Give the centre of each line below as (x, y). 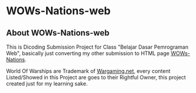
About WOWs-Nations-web (58, 33)
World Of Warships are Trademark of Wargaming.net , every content (88, 71)
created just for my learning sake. (47, 84)
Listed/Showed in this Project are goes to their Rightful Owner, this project (96, 77)
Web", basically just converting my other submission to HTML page (88, 53)
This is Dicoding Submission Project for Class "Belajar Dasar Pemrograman (97, 47)
